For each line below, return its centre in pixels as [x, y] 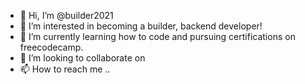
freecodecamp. [51, 47]
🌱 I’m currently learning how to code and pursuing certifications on [157, 36]
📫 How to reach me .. [65, 69]
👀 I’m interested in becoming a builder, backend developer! [141, 26]
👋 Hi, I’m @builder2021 [66, 15]
